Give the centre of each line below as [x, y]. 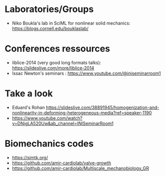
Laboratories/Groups [49, 9]
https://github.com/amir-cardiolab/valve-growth [61, 163]
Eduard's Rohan [28, 107]
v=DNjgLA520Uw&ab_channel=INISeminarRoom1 [63, 123]
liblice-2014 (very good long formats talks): [56, 62]
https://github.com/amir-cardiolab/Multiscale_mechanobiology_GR [80, 168]
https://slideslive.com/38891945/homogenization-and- [103, 107]
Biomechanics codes [49, 143]
